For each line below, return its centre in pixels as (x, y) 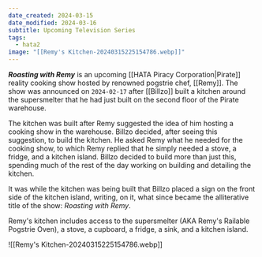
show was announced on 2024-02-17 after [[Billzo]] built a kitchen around (127, 91)
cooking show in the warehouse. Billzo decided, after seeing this (113, 132)
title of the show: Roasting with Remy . (70, 205)
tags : (17, 37)
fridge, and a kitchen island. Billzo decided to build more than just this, (122, 157)
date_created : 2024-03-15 (51, 15)
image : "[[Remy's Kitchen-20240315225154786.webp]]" (97, 52)
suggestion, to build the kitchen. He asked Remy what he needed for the (125, 140)
